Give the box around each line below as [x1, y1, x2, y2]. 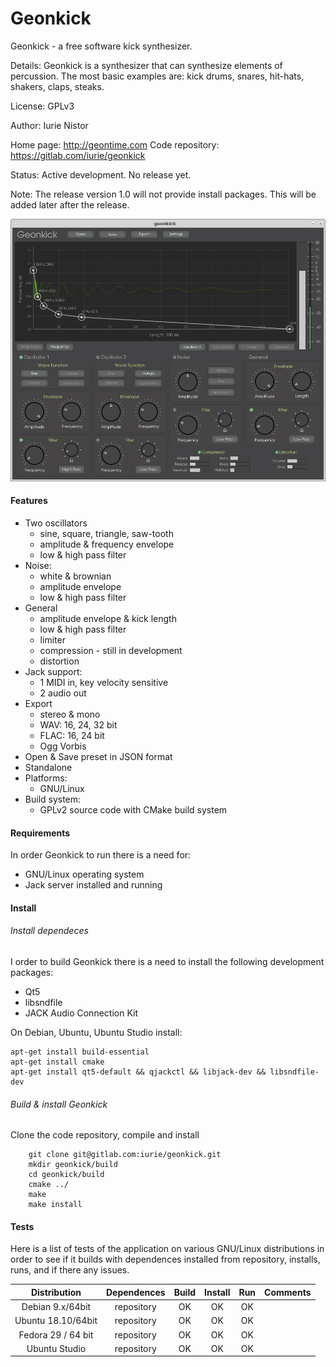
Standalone [24, 761, 73, 773]
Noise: [24, 559, 52, 571]
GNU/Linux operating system [24, 868, 145, 881]
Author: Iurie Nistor [10, 119, 89, 131]
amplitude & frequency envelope [39, 538, 175, 550]
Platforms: [24, 772, 68, 784]
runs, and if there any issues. [10, 1264, 130, 1276]
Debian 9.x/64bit [21, 1301, 92, 1313]
